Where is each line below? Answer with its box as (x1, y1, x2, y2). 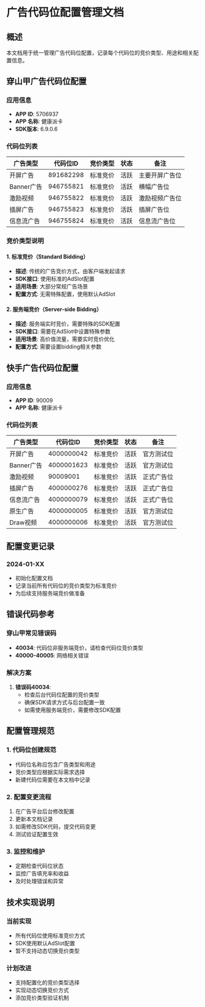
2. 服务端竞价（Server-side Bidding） (6, 306, 103, 313)
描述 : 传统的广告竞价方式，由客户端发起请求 (15, 268, 126, 275)
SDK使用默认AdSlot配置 (15, 939, 75, 947)
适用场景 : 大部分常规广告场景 (15, 283, 88, 290)
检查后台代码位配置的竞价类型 (24, 690, 99, 698)
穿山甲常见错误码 (6, 629, 57, 637)
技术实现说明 (6, 897, 55, 908)
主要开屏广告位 (138, 171, 182, 179)
